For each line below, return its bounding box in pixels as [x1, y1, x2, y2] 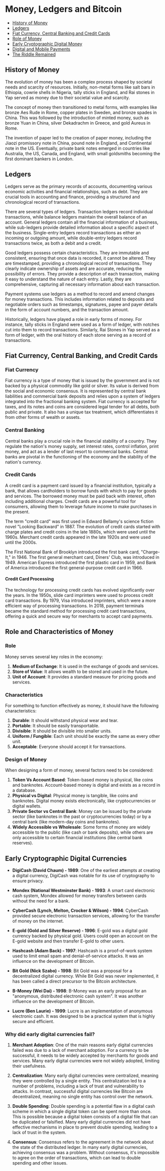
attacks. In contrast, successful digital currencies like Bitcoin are [12, 1088, 143, 1094]
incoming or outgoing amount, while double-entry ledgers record [5, 235, 137, 241]
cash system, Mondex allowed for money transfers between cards [12, 893, 147, 899]
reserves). [12, 840, 33, 846]
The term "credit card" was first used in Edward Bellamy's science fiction [5, 518, 154, 524]
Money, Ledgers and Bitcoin [5, 3, 122, 15]
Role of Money [12, 36, 42, 42]
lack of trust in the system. [12, 1129, 66, 1135]
